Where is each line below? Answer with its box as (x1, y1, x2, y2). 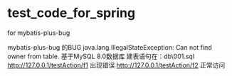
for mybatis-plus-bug (7, 28, 70, 37)
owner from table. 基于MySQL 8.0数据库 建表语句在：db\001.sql (7, 52, 194, 60)
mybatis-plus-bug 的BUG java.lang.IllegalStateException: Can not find (7, 43, 212, 51)
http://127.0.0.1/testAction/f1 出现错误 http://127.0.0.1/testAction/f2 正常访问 (7, 60, 226, 69)
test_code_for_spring (7, 5, 136, 21)
